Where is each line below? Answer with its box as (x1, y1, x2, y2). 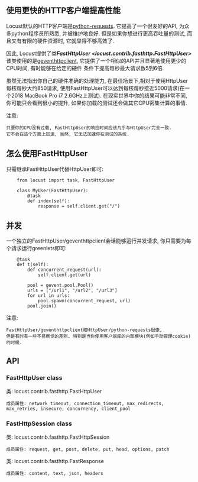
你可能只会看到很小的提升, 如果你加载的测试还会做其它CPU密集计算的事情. (6, 99, 187, 106)
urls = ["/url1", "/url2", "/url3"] (27, 287, 118, 294)
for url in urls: (27, 293, 70, 299)
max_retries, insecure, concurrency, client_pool (6, 406, 131, 412)
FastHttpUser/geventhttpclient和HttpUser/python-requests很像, (6, 327, 163, 333)
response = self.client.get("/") (37, 203, 120, 209)
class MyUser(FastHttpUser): (17, 187, 89, 193)
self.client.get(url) (37, 272, 92, 278)
